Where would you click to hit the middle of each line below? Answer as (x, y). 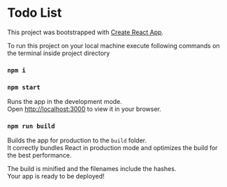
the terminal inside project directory (59, 53)
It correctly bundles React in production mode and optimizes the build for (112, 148)
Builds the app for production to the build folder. (77, 140)
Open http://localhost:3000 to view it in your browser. (85, 109)
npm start (24, 87)
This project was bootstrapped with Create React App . (86, 32)
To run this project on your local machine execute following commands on (113, 45)
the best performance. (39, 156)
